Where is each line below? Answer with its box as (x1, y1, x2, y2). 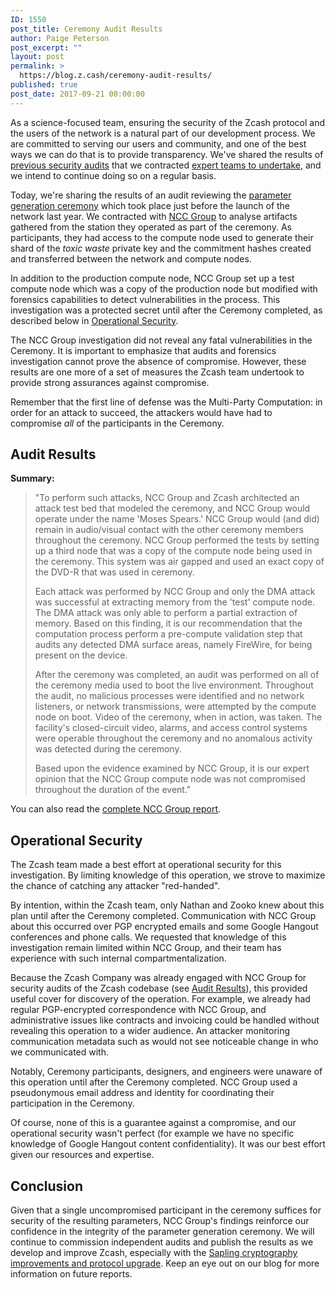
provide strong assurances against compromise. (10, 376, 210, 388)
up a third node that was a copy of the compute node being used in (34, 545, 313, 557)
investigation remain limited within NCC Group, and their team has (10, 942, 282, 954)
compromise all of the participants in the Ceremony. (10, 417, 225, 429)
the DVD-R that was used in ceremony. (34, 566, 195, 578)
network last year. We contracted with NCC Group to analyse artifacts (10, 210, 298, 222)
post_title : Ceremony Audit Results (10, 24, 163, 34)
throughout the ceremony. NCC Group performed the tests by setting (34, 534, 320, 546)
